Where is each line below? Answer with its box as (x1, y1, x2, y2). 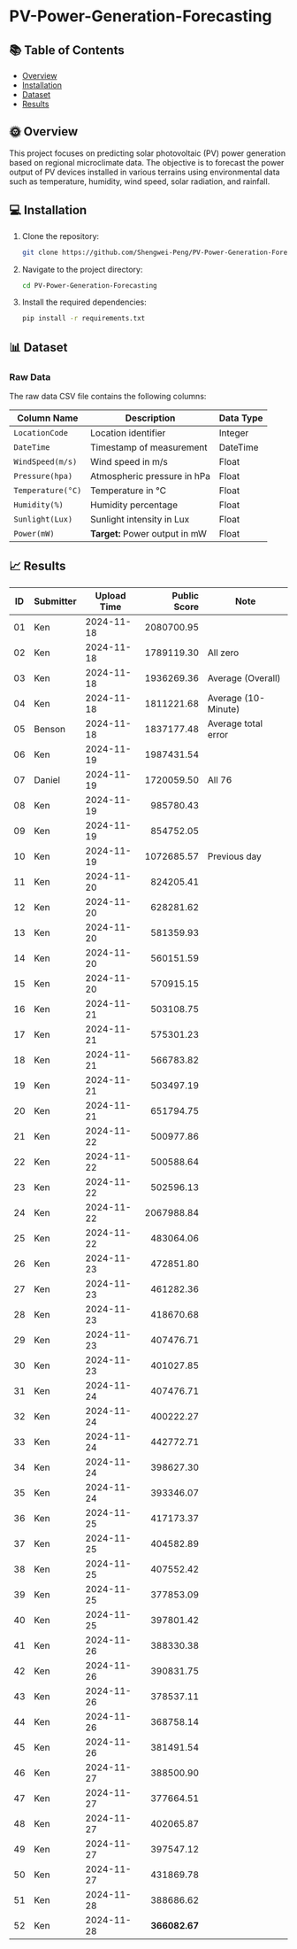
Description (125, 412, 176, 424)
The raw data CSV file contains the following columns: (9, 391, 207, 401)
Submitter (34, 595, 77, 607)
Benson (34, 723, 66, 735)
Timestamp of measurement (89, 441, 208, 453)
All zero (207, 646, 240, 659)
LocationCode (13, 428, 69, 437)
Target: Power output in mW (89, 527, 208, 539)
